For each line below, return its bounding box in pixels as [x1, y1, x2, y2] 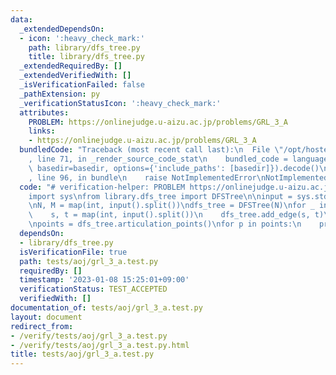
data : [10, 14, 33, 25]
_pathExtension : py [19, 89, 101, 99]
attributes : [19, 107, 70, 118]
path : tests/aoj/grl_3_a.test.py [19, 256, 159, 266]
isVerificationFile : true [19, 247, 128, 257]
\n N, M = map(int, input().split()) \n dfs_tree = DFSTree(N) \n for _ [28, 201, 315, 211]
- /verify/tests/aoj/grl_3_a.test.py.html [10, 340, 190, 350]
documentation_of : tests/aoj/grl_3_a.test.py [10, 303, 203, 313]
